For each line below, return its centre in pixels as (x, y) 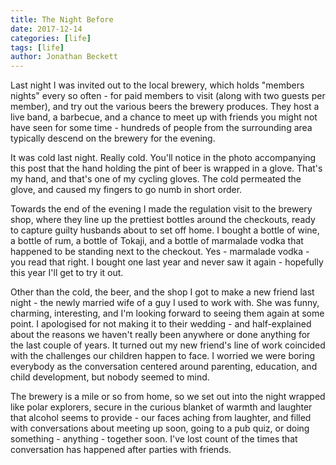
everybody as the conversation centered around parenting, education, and (164, 367)
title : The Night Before (62, 19)
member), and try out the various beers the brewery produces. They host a (165, 107)
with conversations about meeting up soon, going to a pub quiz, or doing (160, 428)
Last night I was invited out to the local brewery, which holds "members (157, 85)
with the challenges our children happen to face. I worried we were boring (163, 356)
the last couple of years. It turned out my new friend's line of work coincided (168, 345)
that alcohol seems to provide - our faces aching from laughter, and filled (161, 418)
